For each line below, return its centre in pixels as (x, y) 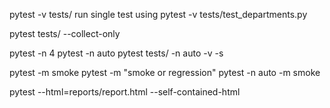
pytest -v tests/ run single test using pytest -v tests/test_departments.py (158, 14)
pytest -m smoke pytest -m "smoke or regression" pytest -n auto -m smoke (165, 72)
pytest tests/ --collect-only (65, 33)
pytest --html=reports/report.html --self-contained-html (125, 92)
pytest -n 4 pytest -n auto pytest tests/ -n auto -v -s (116, 53)
